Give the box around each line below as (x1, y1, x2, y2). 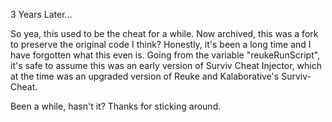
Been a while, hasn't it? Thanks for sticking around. (10, 100, 222, 112)
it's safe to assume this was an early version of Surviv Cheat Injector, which (10, 60, 322, 71)
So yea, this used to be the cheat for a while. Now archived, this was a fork (10, 28, 319, 39)
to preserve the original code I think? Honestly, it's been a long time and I (10, 39, 312, 50)
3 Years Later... (10, 9, 73, 20)
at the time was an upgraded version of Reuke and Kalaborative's (10, 70, 280, 82)
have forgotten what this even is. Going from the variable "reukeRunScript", (10, 49, 321, 61)
